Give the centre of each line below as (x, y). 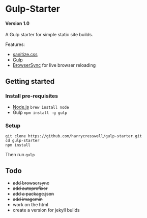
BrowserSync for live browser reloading (54, 65)
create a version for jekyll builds (46, 210)
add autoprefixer (30, 188)
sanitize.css (25, 55)
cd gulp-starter (22, 141)
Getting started (30, 81)
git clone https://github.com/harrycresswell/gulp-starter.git (74, 136)
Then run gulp (20, 155)
